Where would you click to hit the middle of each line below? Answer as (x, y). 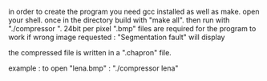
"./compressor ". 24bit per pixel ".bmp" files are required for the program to (132, 28)
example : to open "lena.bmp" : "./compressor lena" (93, 68)
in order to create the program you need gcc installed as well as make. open (134, 12)
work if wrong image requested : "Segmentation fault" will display (117, 37)
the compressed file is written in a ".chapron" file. (90, 53)
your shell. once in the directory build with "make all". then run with (119, 20)
